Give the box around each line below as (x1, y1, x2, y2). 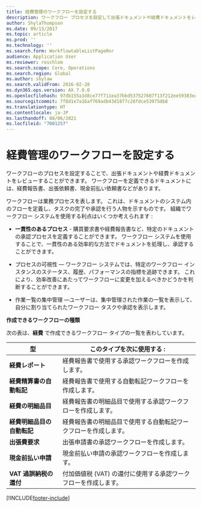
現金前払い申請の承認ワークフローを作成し (62, 449, 183, 458)
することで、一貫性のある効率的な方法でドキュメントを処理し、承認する (14, 240, 194, 247)
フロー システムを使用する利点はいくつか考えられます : (16, 213, 153, 220)
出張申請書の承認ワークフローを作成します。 (62, 438, 188, 446)
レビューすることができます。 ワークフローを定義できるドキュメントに (16, 177, 192, 184)
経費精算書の (9, 377, 46, 385)
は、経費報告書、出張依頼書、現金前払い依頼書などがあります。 (6, 185, 164, 192)
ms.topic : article (6, 31, 52, 37)
